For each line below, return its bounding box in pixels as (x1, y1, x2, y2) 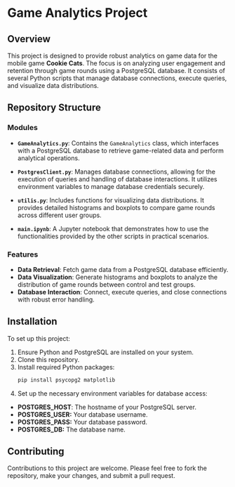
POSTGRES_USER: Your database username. (17, 410, 149, 419)
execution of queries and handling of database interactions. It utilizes (17, 174, 217, 183)
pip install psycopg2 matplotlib (17, 376, 116, 384)
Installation (7, 316, 58, 327)
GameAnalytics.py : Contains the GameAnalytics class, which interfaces (17, 138, 220, 147)
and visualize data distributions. (7, 82, 100, 89)
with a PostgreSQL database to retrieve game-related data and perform (17, 146, 224, 155)
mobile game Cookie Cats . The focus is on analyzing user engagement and (7, 59, 226, 67)
